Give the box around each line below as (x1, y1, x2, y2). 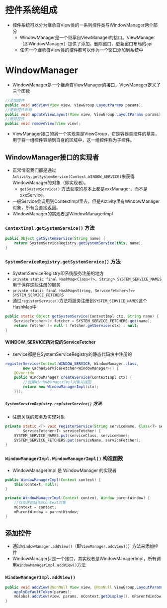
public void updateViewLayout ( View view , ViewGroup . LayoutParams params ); (5, 112, 164, 117)
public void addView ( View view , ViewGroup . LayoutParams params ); (5, 103, 143, 108)
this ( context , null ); (14, 482, 59, 487)
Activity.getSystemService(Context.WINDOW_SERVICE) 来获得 (12, 173, 135, 179)
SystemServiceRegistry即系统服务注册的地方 (12, 270, 104, 277)
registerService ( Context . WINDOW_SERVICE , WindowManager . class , (5, 361, 139, 366)
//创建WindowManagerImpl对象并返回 (23, 380, 91, 385)
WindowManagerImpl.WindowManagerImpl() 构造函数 (5, 455, 123, 462)
